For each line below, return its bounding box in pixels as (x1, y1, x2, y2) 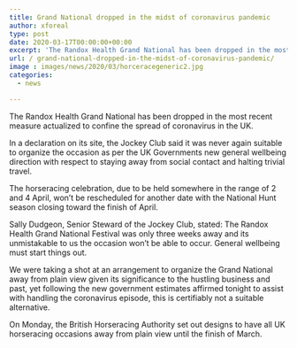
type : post (9, 29, 49, 38)
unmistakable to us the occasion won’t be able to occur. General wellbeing (9, 237, 280, 248)
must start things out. (9, 247, 88, 258)
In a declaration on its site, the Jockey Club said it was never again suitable (9, 137, 283, 148)
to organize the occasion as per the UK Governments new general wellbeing (9, 147, 287, 158)
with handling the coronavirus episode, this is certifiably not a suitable (9, 292, 264, 303)
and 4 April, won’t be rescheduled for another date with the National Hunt (9, 192, 277, 203)
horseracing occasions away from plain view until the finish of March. (9, 329, 263, 339)
